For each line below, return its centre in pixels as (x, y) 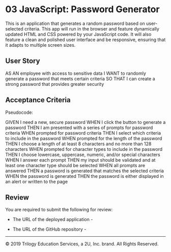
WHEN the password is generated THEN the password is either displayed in (84, 176)
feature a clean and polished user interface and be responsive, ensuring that (85, 40)
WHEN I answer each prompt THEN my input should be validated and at (80, 160)
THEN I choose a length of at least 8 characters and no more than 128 (78, 144)
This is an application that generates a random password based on (75, 23)
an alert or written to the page (36, 181)
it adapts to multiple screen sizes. (40, 45)
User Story (23, 61)
